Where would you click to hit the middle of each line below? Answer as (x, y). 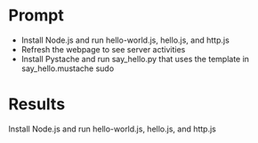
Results (37, 104)
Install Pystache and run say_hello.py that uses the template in (135, 59)
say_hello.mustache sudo (68, 68)
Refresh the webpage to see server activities (103, 49)
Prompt (36, 16)
